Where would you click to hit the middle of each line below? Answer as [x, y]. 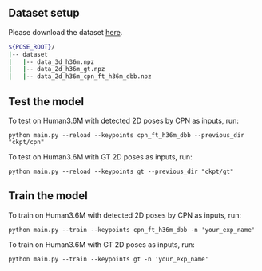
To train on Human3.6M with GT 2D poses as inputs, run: [101, 244]
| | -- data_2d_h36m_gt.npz [57, 69]
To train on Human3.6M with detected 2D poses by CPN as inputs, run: [125, 215]
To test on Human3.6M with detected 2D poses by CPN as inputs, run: [124, 120]
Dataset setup [44, 13]
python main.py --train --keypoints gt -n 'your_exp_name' [109, 259]
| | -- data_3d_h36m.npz [51, 62]
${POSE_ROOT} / [32, 47]
